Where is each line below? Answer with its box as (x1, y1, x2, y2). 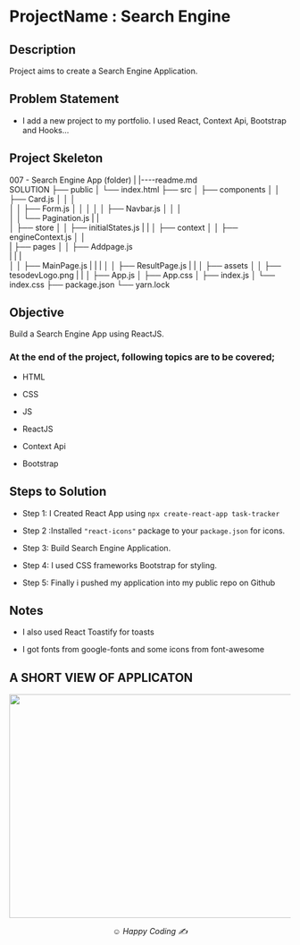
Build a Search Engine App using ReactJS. (9, 328, 165, 339)
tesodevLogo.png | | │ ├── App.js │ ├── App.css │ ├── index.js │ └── (9, 269, 275, 280)
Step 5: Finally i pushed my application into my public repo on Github (21, 577, 276, 588)
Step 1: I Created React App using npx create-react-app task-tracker (21, 507, 280, 518)
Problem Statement (9, 91, 120, 106)
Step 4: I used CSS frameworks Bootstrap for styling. (21, 559, 217, 570)
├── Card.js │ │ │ (9, 193, 76, 204)
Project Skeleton (9, 150, 104, 166)
